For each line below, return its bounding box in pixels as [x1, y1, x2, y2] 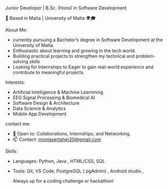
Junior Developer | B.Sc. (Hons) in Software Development [5, 5, 127, 11]
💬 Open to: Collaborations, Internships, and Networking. [12, 131, 131, 136]
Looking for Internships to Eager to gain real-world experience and [12, 64, 154, 70]
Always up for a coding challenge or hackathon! [12, 178, 114, 184]
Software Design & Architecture [12, 100, 79, 106]
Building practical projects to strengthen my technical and [12, 53, 135, 59]
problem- [135, 53, 156, 59]
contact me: [5, 121, 31, 127]
